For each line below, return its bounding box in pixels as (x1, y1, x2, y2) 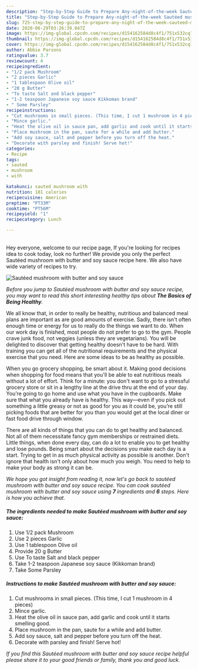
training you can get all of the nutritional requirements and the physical (6, 347, 177, 354)
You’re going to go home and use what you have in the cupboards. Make (6, 390, 182, 397)
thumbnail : (6, 36, 33, 42)
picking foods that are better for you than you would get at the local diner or (6, 409, 190, 416)
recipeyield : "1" (6, 211, 49, 217)
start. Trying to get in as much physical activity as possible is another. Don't (6, 452, 190, 459)
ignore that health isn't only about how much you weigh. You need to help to (6, 458, 191, 464)
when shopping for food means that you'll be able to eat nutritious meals (6, 371, 182, 378)
